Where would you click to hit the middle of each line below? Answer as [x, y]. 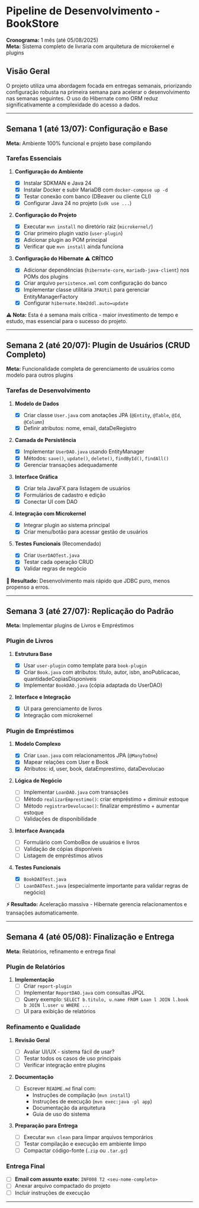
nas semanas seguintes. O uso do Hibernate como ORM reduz [82, 98]
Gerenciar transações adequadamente [70, 465]
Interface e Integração [43, 697]
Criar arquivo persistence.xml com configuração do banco [95, 283]
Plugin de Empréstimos [40, 731]
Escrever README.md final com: [60, 1088]
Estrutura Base [33, 654]
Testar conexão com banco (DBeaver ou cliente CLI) [87, 196]
